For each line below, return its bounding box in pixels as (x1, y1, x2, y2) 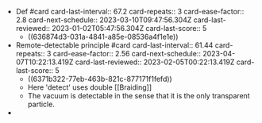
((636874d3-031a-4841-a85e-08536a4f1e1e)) (27, 32, 179, 41)
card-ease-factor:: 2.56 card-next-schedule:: (52, 49, 201, 58)
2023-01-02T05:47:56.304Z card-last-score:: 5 (51, 24, 207, 33)
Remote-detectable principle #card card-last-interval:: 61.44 (15, 40, 214, 50)
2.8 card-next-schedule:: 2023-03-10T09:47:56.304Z (15, 15, 192, 25)
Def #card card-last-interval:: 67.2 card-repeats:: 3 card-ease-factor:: (15, 7, 245, 16)
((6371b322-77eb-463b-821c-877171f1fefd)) (27, 75, 172, 83)
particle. (27, 99, 56, 109)
